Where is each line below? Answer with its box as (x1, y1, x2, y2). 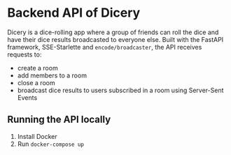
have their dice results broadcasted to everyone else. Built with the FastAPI (7, 35, 224, 43)
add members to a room (17, 71, 87, 80)
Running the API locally (7, 114, 111, 126)
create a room (17, 64, 58, 72)
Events (17, 93, 38, 102)
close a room (17, 78, 55, 87)
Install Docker (17, 132, 57, 140)
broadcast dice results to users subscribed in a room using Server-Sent (17, 86, 224, 94)
